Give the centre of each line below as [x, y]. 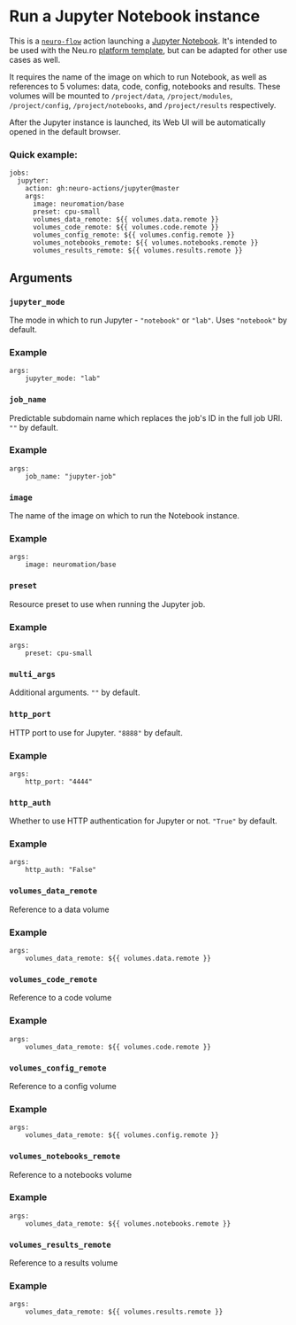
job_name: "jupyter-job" [71, 476]
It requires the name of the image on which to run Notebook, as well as [138, 76]
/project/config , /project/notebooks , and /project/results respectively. [143, 105]
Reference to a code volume [61, 998]
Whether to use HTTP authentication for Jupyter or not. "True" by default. [144, 821]
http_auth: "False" [61, 870]
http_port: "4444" [59, 782]
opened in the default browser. [65, 131]
